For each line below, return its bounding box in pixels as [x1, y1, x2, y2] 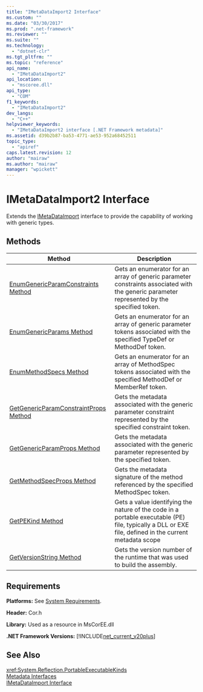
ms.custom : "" [6, 15, 42, 21]
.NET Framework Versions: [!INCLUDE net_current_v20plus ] [6, 632, 156, 639]
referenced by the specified [114, 480, 193, 489]
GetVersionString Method [9, 553, 82, 561]
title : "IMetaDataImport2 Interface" [6, 8, 101, 15]
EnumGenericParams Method [9, 328, 93, 336]
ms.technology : [6, 43, 45, 49]
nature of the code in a [114, 505, 179, 513]
